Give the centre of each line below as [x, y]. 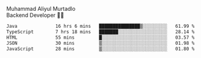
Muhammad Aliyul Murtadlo [41, 9]
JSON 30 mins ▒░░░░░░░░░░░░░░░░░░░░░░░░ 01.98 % [100, 43]
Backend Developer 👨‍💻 [35, 15]
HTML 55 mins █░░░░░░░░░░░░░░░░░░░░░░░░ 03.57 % [100, 37]
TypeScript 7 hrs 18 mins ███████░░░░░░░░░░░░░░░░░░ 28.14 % [100, 32]
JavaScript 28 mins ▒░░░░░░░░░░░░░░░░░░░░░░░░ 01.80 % [100, 49]
